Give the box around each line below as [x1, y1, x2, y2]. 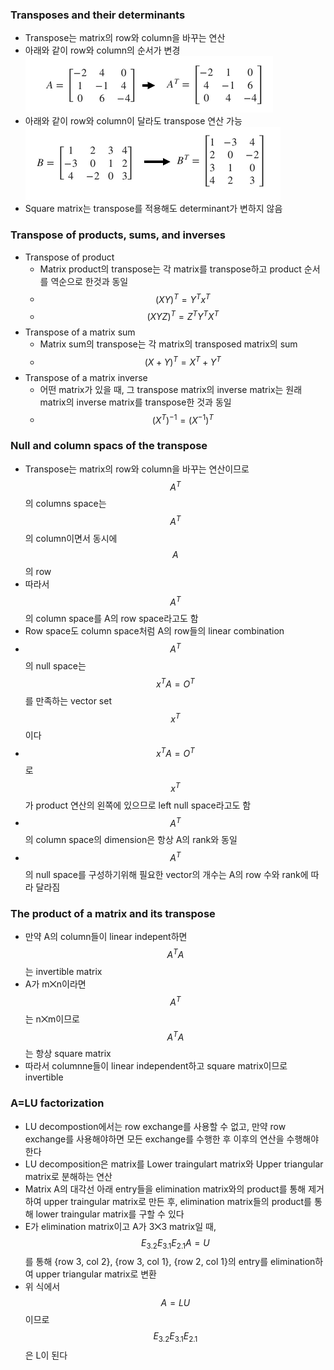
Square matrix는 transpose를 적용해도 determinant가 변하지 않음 [24, 203, 283, 215]
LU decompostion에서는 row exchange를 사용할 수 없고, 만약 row [24, 1120, 287, 1132]
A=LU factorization [10, 1096, 105, 1110]
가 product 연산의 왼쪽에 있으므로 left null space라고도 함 [24, 799, 252, 811]
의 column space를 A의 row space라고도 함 [24, 613, 199, 625]
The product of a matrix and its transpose [10, 907, 216, 920]
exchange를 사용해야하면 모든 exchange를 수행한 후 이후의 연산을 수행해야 [24, 1133, 320, 1145]
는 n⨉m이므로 [24, 1013, 80, 1025]
